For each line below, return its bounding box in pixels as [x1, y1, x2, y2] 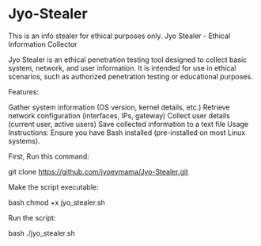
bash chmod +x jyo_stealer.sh [8, 198, 105, 207]
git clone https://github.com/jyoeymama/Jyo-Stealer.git [8, 167, 188, 176]
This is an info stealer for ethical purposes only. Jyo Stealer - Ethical [8, 31, 231, 40]
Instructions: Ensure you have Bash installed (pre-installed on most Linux [8, 128, 246, 137]
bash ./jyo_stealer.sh [8, 228, 75, 238]
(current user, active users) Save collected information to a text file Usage [8, 119, 249, 129]
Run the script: [8, 213, 56, 222]
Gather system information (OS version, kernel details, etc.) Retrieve [8, 102, 231, 112]
